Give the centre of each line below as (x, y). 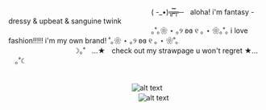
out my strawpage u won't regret (189, 51)
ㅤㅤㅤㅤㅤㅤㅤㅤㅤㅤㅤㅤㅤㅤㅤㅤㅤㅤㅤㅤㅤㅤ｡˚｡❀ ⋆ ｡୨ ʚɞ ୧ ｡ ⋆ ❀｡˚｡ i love (128, 31)
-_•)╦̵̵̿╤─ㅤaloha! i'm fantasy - (205, 12)
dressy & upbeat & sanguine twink (65, 21)
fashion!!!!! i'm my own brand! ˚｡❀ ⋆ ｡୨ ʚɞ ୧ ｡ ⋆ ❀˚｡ (94, 41)
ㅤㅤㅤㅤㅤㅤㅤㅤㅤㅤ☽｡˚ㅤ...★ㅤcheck (71, 51)
